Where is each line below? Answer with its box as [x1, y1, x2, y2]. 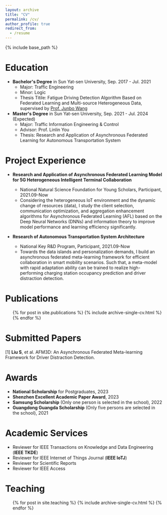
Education [5, 62, 48, 73]
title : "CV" [5, 12, 30, 17]
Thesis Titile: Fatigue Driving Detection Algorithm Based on [19, 94, 141, 100]
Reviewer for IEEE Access [12, 465, 66, 471]
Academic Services [5, 427, 88, 439]
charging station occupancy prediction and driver [44, 270, 146, 276]
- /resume [9, 31, 30, 36]
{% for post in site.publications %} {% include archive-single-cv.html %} [12, 309, 162, 315]
